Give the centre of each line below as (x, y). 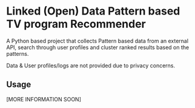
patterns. (18, 53)
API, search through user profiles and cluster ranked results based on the (98, 47)
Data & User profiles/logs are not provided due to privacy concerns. (91, 66)
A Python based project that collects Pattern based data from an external (97, 41)
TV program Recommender (76, 24)
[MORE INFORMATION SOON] (44, 99)
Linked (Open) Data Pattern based (93, 11)
